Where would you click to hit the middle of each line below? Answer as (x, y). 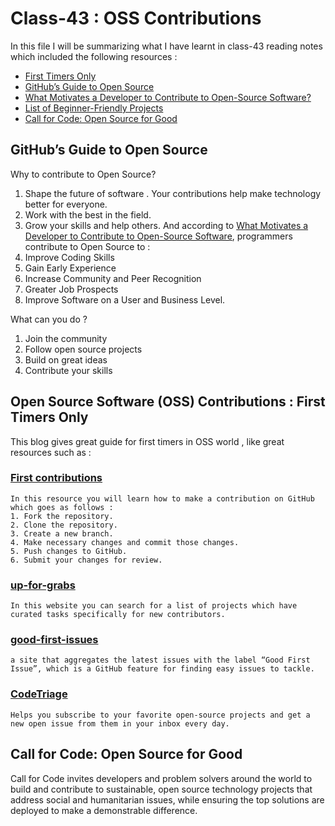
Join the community (66, 338)
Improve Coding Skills (69, 257)
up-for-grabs (43, 585)
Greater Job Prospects (71, 289)
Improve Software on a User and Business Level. (125, 299)
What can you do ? (49, 319)
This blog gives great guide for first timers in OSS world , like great (147, 441)
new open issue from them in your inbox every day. (120, 723)
